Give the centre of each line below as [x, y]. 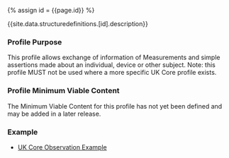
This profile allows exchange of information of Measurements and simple [114, 57]
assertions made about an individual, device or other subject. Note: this [112, 65]
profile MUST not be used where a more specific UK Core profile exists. [112, 73]
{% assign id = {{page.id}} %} [51, 10]
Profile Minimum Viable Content [63, 91]
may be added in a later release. [54, 114]
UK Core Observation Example [62, 147]
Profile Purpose [35, 42]
